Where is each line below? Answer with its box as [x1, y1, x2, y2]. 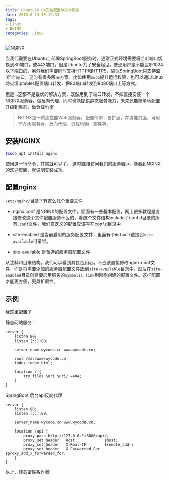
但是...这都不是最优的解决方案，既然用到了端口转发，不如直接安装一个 [5, 91, 150, 97]
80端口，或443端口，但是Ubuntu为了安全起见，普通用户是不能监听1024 [14, 62, 163, 67]
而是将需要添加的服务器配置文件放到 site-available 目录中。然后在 [14, 266, 152, 272]
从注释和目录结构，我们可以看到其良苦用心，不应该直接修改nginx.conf [5, 259, 151, 265]
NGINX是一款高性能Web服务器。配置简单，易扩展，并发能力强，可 [17, 115, 156, 120]
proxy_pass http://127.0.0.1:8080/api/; [23, 433, 109, 439]
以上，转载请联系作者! [5, 469, 51, 475]
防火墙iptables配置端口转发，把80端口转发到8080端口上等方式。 [5, 80, 140, 86]
